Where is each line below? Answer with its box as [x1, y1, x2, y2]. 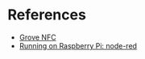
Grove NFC [19, 32, 57, 42]
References [7, 6, 86, 24]
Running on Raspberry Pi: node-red [19, 40, 138, 50]
